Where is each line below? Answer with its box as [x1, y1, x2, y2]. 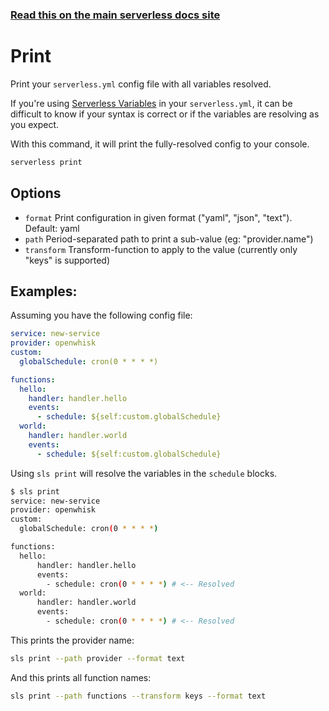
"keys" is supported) [24, 254, 110, 266]
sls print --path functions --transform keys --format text [10, 691, 267, 701]
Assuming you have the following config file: [10, 309, 193, 322]
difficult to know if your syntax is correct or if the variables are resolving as [10, 108, 320, 120]
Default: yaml [24, 222, 80, 234]
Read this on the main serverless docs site [10, 8, 221, 22]
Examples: [10, 283, 78, 300]
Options [10, 185, 62, 202]
